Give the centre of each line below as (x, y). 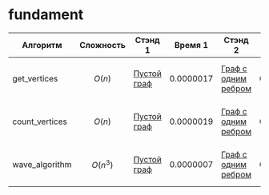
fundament (46, 15)
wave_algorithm (42, 164)
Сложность (102, 45)
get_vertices (35, 78)
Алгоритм (42, 45)
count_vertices (40, 121)
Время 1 (192, 45)
